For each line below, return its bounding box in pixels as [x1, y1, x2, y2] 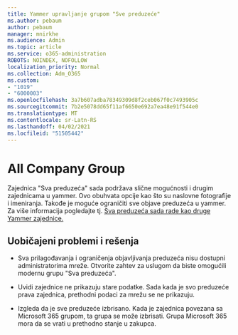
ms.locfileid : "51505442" [7, 130, 84, 137]
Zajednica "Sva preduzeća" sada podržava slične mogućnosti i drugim [7, 184, 214, 192]
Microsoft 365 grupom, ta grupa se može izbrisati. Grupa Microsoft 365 [17, 311, 227, 321]
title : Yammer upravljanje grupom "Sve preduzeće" [7, 10, 161, 18]
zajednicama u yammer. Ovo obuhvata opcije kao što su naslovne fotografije [7, 192, 232, 200]
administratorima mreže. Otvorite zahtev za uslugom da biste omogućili [17, 262, 227, 270]
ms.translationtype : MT [7, 110, 78, 117]
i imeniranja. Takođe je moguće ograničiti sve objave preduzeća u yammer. [7, 199, 226, 207]
